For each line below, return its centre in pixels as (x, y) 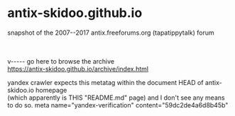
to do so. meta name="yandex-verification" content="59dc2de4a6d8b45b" (118, 105)
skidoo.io (21, 90)
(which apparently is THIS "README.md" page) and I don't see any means (116, 98)
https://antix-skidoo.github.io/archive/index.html (78, 69)
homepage (51, 90)
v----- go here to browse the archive (61, 61)
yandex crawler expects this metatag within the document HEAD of (105, 82)
